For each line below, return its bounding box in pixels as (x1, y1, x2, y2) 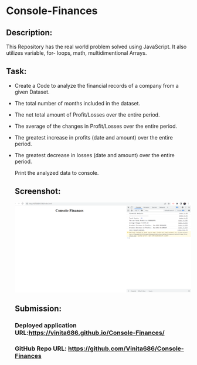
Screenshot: (14, 187, 61, 197)
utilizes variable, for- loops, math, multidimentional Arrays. (6, 49, 147, 57)
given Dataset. (14, 88, 50, 95)
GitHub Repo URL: (14, 344, 67, 353)
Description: (6, 28, 53, 38)
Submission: (14, 304, 62, 314)
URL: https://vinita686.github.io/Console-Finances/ (14, 328, 165, 337)
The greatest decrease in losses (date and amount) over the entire (14, 151, 175, 158)
